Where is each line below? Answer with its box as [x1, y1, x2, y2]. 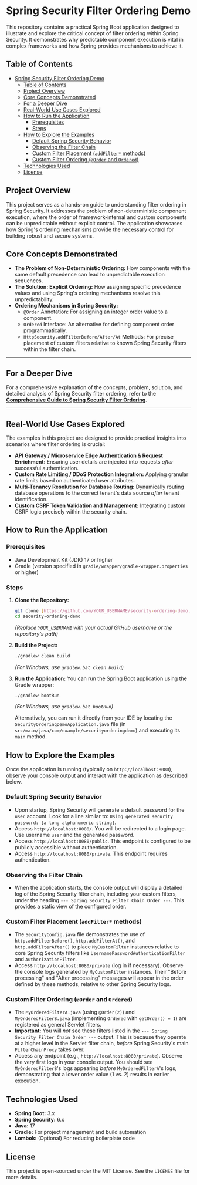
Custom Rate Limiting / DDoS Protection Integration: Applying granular [14, 471, 189, 478]
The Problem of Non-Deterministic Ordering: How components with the [14, 265, 191, 272]
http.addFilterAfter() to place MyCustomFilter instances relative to [14, 943, 179, 950]
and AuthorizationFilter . [14, 956, 77, 963]
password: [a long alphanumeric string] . [14, 819, 116, 826]
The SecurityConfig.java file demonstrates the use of [14, 931, 145, 938]
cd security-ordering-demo [14, 613, 81, 619]
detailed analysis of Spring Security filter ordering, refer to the [6, 390, 157, 397]
